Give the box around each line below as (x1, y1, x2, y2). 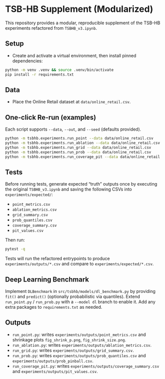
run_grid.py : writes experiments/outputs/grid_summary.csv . (12, 347, 134, 353)
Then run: (5, 237, 25, 243)
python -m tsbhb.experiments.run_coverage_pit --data (5, 154, 119, 159)
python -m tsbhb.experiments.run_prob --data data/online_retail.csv (5, 149, 152, 154)
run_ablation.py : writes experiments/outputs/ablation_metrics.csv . (12, 342, 152, 348)
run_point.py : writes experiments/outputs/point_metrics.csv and (12, 332, 146, 337)
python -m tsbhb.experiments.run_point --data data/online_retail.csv (5, 136, 154, 141)
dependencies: (12, 58, 43, 64)
